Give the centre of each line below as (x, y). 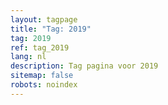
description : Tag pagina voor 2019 (84, 66)
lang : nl (28, 57)
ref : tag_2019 (40, 47)
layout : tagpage (44, 19)
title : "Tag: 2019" (51, 29)
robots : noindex (44, 85)
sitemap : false (42, 76)
